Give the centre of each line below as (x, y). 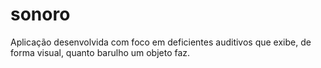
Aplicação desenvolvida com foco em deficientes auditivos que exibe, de (161, 42)
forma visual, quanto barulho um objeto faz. (100, 52)
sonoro (40, 14)
